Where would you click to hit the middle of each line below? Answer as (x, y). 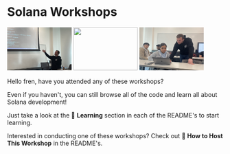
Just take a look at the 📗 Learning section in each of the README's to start (113, 115)
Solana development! (37, 102)
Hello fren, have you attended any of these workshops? (85, 81)
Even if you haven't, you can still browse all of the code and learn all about (112, 94)
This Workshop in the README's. (55, 143)
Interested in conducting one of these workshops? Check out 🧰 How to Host (115, 135)
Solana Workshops (62, 12)
